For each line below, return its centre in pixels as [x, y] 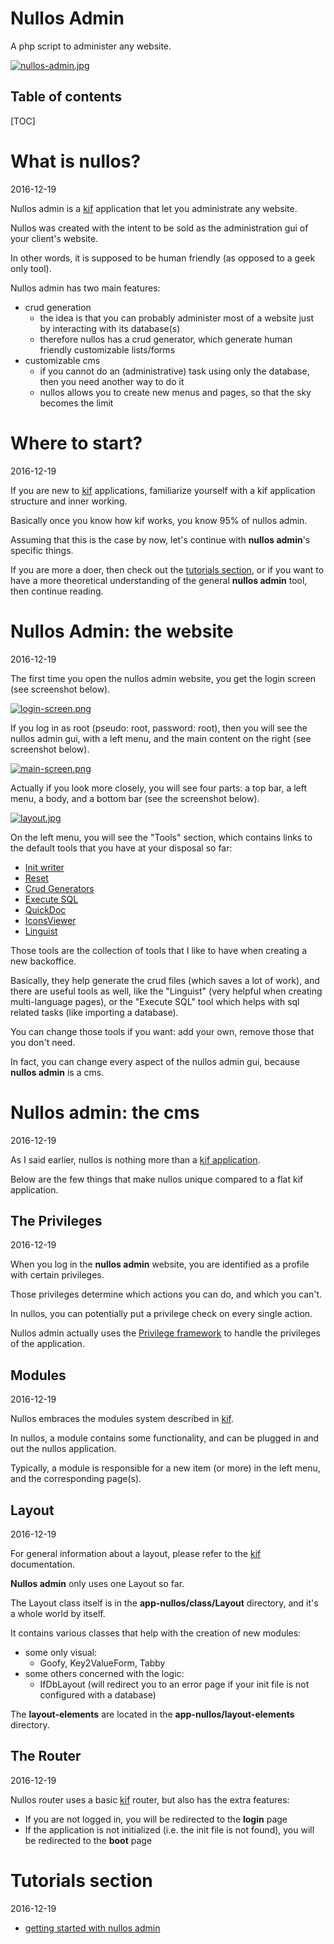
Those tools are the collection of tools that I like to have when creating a [158, 950]
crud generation [58, 307]
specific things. [42, 550]
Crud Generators [59, 888]
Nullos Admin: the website [122, 631]
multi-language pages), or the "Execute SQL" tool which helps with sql [155, 1001]
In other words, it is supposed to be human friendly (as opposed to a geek [163, 258]
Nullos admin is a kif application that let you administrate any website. [154, 208]
